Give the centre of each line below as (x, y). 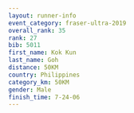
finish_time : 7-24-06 (44, 97)
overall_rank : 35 (37, 30)
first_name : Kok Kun (43, 53)
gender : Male (30, 90)
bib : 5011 (25, 45)
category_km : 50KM (39, 82)
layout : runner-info (43, 16)
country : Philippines (44, 75)
